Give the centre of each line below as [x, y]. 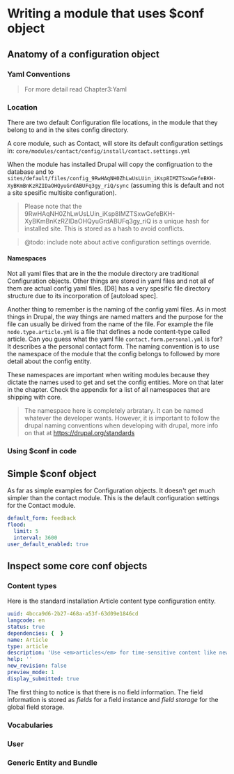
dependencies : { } [36, 633]
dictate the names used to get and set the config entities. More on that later [116, 382]
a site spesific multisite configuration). [62, 193]
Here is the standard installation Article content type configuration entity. [111, 601]
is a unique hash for [181, 221]
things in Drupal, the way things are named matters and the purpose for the [115, 317]
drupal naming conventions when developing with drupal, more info [121, 425]
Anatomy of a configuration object [84, 54]
